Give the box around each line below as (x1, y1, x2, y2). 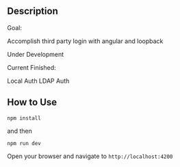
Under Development (7, 50, 64, 58)
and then (7, 127, 32, 135)
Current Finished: (7, 63, 56, 71)
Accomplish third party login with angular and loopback (7, 37, 164, 45)
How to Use (7, 97, 57, 108)
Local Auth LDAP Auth (7, 77, 70, 85)
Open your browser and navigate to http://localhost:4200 (7, 152, 173, 160)
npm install (7, 114, 41, 122)
